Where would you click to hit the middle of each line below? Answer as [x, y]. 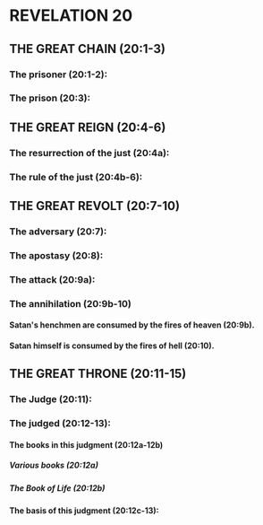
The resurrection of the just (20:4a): [89, 153]
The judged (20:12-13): [60, 424]
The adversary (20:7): [58, 232]
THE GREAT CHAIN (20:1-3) [87, 49]
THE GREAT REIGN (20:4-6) [88, 127]
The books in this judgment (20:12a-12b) [86, 444]
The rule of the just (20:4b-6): [76, 177]
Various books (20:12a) [54, 465]
